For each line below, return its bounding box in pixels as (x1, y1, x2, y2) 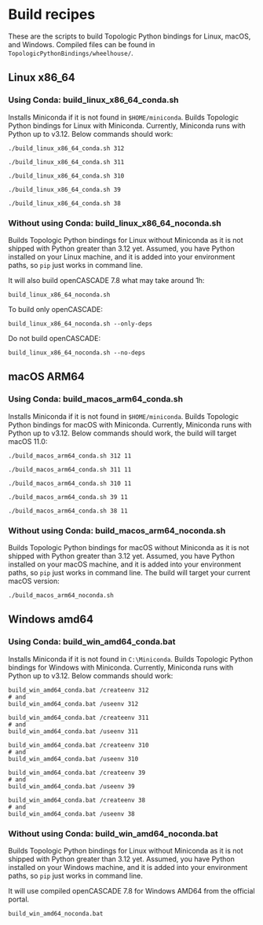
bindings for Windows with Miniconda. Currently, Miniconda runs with (8, 663, 234, 672)
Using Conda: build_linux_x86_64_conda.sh (8, 94, 179, 105)
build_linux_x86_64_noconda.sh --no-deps (8, 348, 146, 357)
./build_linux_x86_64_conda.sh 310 (8, 171, 125, 180)
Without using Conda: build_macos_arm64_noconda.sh (8, 525, 226, 536)
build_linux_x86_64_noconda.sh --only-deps (8, 320, 153, 328)
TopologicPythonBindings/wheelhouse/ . (8, 48, 133, 57)
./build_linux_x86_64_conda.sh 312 (8, 144, 125, 152)
